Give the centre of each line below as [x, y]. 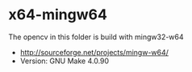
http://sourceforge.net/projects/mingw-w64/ [94, 52]
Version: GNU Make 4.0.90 [65, 61]
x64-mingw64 [58, 15]
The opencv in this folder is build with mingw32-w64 [96, 37]
